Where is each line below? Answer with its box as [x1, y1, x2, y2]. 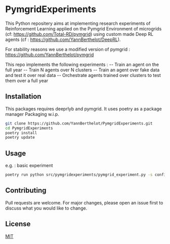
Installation [5, 92, 41, 101]
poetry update [5, 135, 35, 140]
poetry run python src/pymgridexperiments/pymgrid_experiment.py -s [5, 172, 153, 178]
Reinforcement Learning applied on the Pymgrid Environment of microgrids [5, 25, 162, 31]
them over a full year [5, 77, 49, 84]
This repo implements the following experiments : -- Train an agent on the [5, 61, 159, 67]
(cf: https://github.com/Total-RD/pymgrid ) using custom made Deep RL [5, 31, 153, 37]
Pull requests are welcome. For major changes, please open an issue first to [5, 199, 163, 206]
